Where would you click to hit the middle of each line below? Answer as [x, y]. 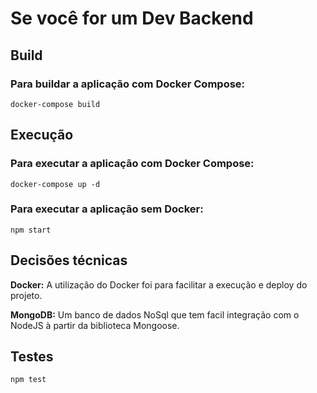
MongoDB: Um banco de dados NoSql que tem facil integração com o [155, 314]
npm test [28, 380]
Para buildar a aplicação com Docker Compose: [128, 84]
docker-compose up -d [55, 184]
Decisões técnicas [69, 260]
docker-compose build [55, 104]
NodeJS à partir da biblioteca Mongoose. [95, 325]
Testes [32, 357]
